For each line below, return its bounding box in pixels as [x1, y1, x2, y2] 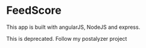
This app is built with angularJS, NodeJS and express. [6, 23, 141, 31]
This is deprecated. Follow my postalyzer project [6, 35, 127, 42]
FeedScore [6, 4, 62, 17]
